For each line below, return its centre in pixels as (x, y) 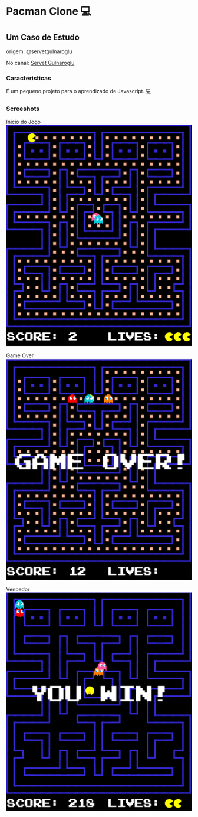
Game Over (20, 355)
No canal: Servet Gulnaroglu (40, 63)
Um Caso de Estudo (43, 37)
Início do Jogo (24, 122)
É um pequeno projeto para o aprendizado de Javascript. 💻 (79, 91)
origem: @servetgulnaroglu (39, 51)
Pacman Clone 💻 (49, 12)
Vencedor (18, 589)
